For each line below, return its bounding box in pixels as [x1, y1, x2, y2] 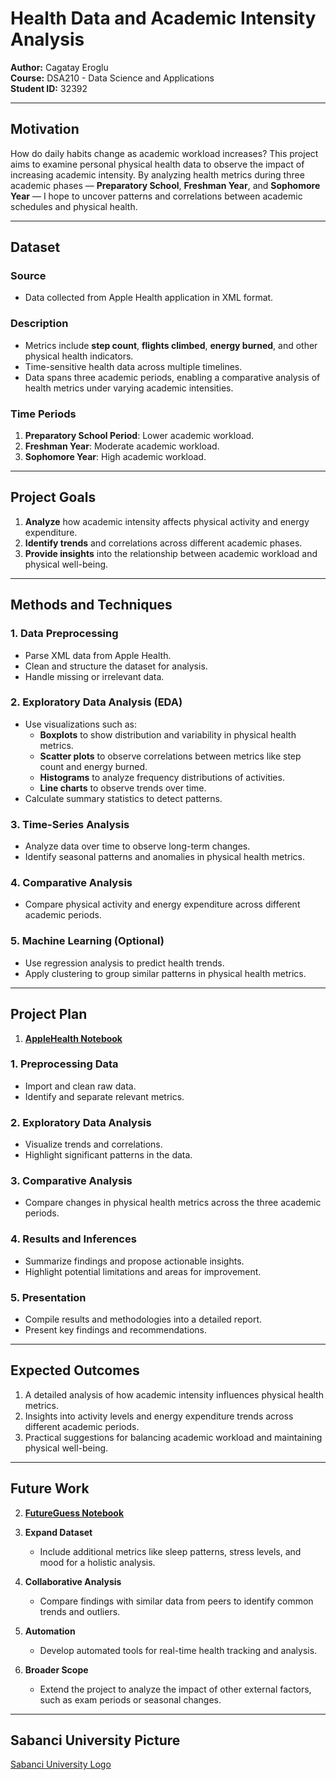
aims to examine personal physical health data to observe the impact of [10, 158, 305, 170]
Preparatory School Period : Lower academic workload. [24, 430, 255, 442]
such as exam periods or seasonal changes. [39, 1693, 222, 1706]
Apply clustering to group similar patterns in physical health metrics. [24, 967, 307, 979]
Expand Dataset [24, 1526, 93, 1538]
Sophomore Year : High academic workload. [24, 451, 207, 463]
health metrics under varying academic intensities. [24, 382, 234, 394]
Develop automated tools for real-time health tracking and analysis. [39, 1644, 318, 1656]
